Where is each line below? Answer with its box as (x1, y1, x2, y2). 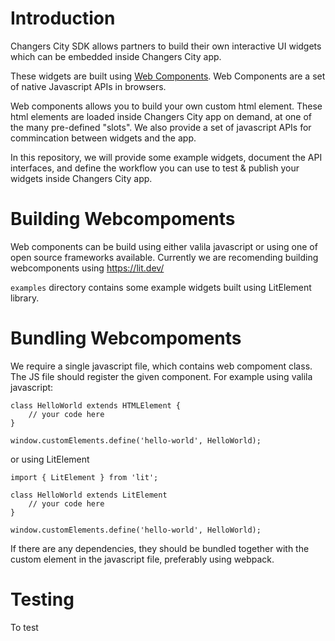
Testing (10, 588, 75, 611)
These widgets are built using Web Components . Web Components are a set (10, 70, 326, 82)
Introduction (10, 7, 116, 30)
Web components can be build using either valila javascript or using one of (10, 240, 318, 252)
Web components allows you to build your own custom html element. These (10, 100, 323, 112)
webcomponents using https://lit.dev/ (10, 262, 165, 274)
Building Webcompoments (10, 208, 236, 231)
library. (10, 292, 40, 304)
